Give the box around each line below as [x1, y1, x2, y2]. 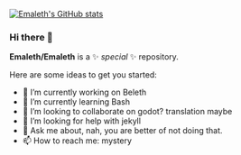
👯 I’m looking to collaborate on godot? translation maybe [22, 106, 233, 117]
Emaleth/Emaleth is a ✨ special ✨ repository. [9, 51, 179, 62]
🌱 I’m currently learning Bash [22, 96, 131, 107]
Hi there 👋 [9, 31, 54, 43]
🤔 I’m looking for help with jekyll [22, 115, 142, 126]
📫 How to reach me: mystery [22, 135, 133, 146]
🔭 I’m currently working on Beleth [22, 87, 147, 98]
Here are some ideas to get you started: [9, 69, 158, 80]
